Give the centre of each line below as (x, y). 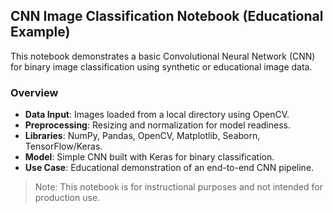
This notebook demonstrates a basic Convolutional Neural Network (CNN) (163, 56)
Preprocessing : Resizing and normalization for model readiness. (157, 125)
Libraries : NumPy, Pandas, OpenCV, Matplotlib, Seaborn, (142, 136)
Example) (40, 32)
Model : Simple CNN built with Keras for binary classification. (149, 157)
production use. (67, 198)
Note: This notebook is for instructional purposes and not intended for (178, 187)
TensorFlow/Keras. (63, 146)
